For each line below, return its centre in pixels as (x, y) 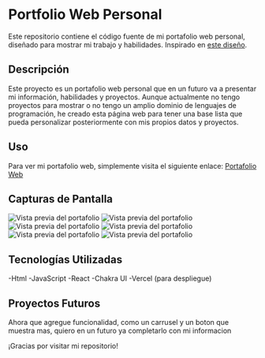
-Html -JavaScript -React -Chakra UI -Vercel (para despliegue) (110, 278)
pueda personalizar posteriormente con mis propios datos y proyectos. (123, 122)
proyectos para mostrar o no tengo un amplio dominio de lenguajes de (122, 105)
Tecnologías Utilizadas (65, 259)
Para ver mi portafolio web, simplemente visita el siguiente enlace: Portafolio (132, 166)
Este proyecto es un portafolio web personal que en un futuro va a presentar (132, 88)
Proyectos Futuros (54, 303)
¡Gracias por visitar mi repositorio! (63, 346)
